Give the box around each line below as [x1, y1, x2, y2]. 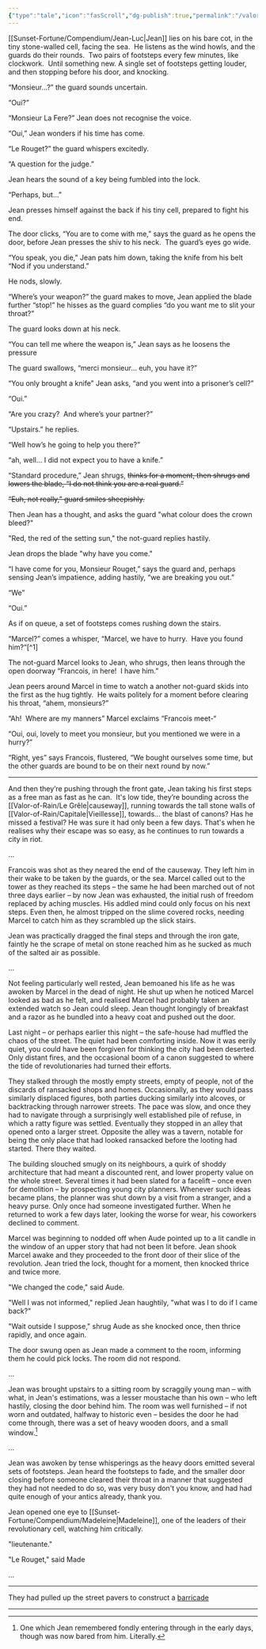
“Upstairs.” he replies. [8, 425, 79, 434]
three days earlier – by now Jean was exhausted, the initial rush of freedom [8, 890, 254, 900]
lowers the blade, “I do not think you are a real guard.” [8, 478, 184, 488]
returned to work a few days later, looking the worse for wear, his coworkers [8, 1209, 257, 1219]
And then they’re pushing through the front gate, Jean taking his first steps [8, 783, 252, 793]
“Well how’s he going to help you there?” [8, 440, 141, 449]
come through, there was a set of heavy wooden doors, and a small [8, 1418, 228, 1427]
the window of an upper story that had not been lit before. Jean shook [8, 1241, 237, 1251]
